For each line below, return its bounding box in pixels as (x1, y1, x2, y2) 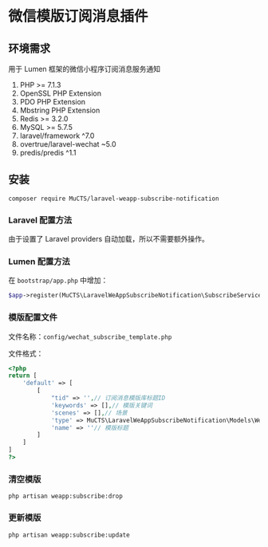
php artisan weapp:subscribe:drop (8, 492, 124, 501)
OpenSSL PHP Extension (19, 89, 102, 98)
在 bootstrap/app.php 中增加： (8, 276, 108, 285)
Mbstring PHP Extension (19, 105, 100, 115)
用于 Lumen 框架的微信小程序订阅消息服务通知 (8, 65, 161, 73)
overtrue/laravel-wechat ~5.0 (19, 140, 116, 148)
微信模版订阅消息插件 (8, 7, 149, 26)
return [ (8, 372, 37, 380)
